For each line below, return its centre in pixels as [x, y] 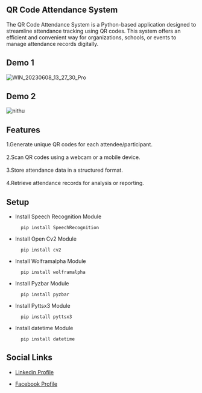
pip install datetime [48, 339]
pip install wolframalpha [53, 272]
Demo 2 [21, 96]
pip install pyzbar [45, 295]
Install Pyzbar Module [42, 284]
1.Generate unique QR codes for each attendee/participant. [79, 145]
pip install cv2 [41, 250]
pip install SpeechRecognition [60, 228]
